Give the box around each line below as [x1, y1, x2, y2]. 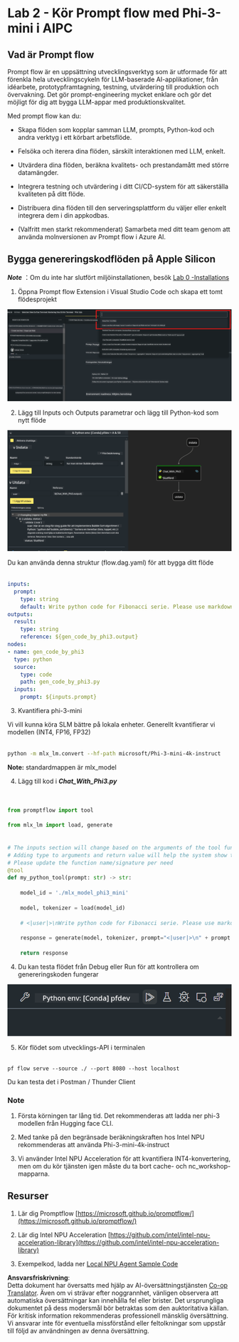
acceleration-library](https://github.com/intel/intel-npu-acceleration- [17, 1238, 220, 1246]
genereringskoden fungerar [17, 970, 99, 979]
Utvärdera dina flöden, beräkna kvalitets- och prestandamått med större [17, 161, 230, 169]
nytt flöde [17, 415, 46, 424]
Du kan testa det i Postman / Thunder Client [7, 1077, 136, 1086]
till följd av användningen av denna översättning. [7, 1326, 149, 1335]
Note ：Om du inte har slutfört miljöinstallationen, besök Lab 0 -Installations [7, 273, 230, 281]
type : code [20, 671, 53, 678]
